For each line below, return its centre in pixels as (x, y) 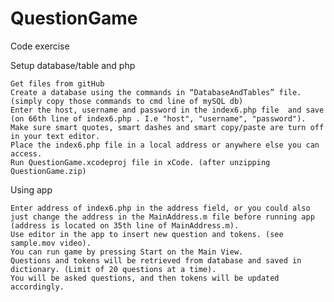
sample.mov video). (51, 243)
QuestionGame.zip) (48, 171)
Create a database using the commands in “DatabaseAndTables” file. (156, 92)
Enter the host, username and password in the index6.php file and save (167, 110)
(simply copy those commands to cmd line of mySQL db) (127, 101)
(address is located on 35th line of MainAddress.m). (125, 225)
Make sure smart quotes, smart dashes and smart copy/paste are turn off (167, 127)
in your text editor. (55, 136)
